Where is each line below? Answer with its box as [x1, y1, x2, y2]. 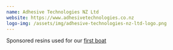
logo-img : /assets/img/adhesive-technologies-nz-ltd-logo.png [6, 20, 167, 26]
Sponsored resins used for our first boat [6, 37, 107, 45]
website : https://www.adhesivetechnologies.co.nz [6, 15, 135, 21]
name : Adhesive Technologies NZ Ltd [6, 9, 99, 15]
